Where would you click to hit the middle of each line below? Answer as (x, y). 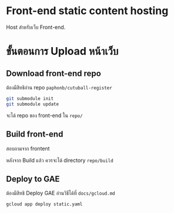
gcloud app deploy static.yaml (44, 204)
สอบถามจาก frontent (28, 148)
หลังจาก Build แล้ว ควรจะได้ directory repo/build (60, 160)
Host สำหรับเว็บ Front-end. (36, 27)
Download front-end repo (53, 73)
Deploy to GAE (33, 179)
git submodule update (33, 104)
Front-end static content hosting (87, 11)
